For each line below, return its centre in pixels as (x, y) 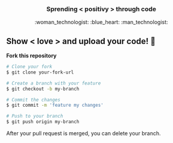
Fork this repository (32, 56)
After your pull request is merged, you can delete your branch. (83, 133)
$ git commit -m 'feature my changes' (55, 105)
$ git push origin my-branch (43, 122)
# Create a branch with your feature (54, 83)
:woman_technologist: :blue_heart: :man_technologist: (101, 22)
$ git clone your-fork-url (40, 72)
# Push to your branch (35, 116)
